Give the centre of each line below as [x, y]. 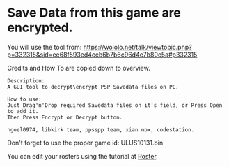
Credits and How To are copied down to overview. [79, 68]
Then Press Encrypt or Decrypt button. [65, 117]
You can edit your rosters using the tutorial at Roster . [82, 156]
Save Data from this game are [94, 13]
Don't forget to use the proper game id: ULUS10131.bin [85, 143]
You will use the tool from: [45, 47]
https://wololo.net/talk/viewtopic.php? [138, 47]
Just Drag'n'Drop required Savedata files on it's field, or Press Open [115, 105]
